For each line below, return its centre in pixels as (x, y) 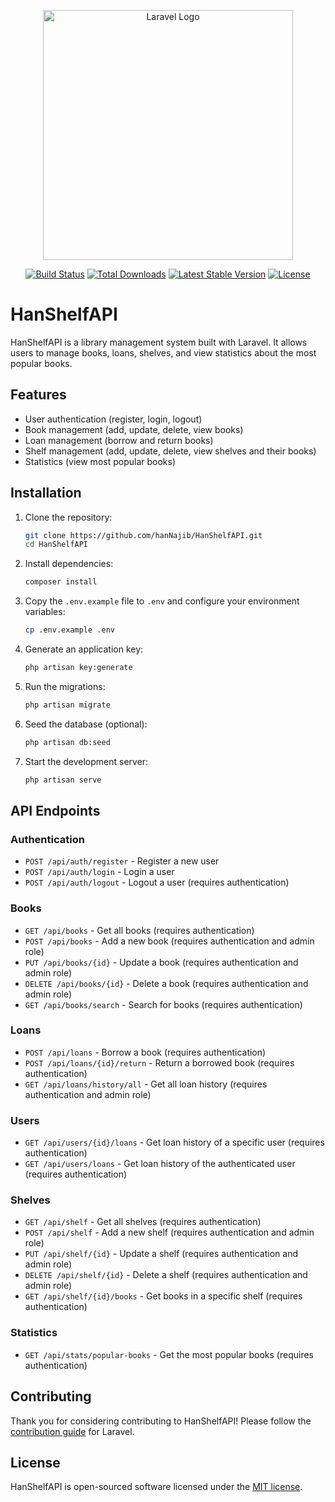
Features (38, 395)
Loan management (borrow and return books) (119, 440)
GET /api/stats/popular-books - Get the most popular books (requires (169, 1354)
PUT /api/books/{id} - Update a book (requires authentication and (161, 962)
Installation (46, 493)
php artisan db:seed (67, 742)
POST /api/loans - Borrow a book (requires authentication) (145, 1052)
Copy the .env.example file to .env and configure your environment (162, 601)
